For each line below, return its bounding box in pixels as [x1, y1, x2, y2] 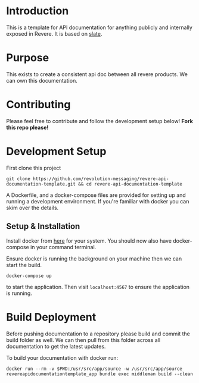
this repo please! [6, 124, 49, 131]
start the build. [6, 261, 42, 268]
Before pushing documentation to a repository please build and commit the [6, 330, 191, 337]
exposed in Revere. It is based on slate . [6, 30, 102, 37]
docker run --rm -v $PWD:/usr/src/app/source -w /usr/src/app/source [6, 366, 183, 372]
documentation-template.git [6, 181, 76, 187]
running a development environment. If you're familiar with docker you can [6, 197, 189, 205]
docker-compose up [6, 272, 52, 279]
